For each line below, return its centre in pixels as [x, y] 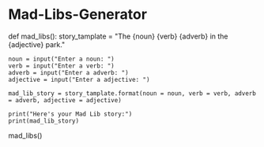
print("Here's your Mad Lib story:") [70, 114]
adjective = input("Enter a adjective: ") [79, 79]
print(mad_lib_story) [44, 121]
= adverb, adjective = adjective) [65, 100]
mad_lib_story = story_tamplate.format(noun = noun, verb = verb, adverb [132, 93]
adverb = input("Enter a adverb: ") [68, 72]
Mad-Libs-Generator [78, 15]
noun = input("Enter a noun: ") [61, 59]
